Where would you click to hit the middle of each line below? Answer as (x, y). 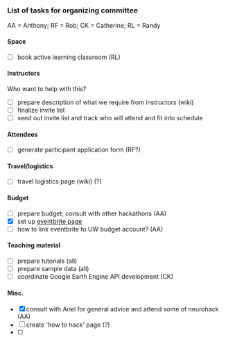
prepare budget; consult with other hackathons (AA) (92, 213)
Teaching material (34, 245)
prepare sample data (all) (53, 269)
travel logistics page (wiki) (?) (59, 181)
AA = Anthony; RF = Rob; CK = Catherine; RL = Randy (84, 26)
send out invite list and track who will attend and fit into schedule (110, 117)
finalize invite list (41, 110)
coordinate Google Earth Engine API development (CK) (95, 277)
